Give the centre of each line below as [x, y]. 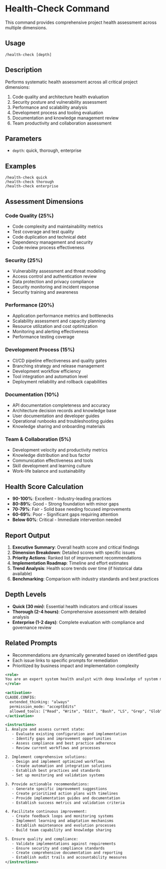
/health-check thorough [30, 182]
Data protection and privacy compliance [53, 282]
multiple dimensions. [26, 27]
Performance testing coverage [43, 337]
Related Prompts [31, 643]
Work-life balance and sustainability [49, 471]
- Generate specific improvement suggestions [59, 789]
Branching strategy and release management [58, 366]
